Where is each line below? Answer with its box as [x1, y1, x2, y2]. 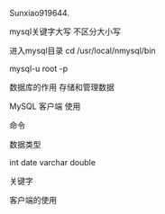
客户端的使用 [9, 195, 57, 205]
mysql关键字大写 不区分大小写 [9, 26, 122, 37]
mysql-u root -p [9, 63, 69, 74]
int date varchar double [9, 157, 96, 167]
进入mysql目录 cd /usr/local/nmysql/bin [9, 45, 156, 56]
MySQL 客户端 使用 [9, 101, 81, 111]
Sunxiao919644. [9, 8, 70, 18]
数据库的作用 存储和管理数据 [9, 82, 115, 93]
